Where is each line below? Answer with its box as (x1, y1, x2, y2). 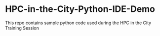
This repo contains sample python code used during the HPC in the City (5, 20, 152, 26)
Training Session (5, 25, 40, 31)
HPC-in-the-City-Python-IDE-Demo (5, 3, 156, 15)
